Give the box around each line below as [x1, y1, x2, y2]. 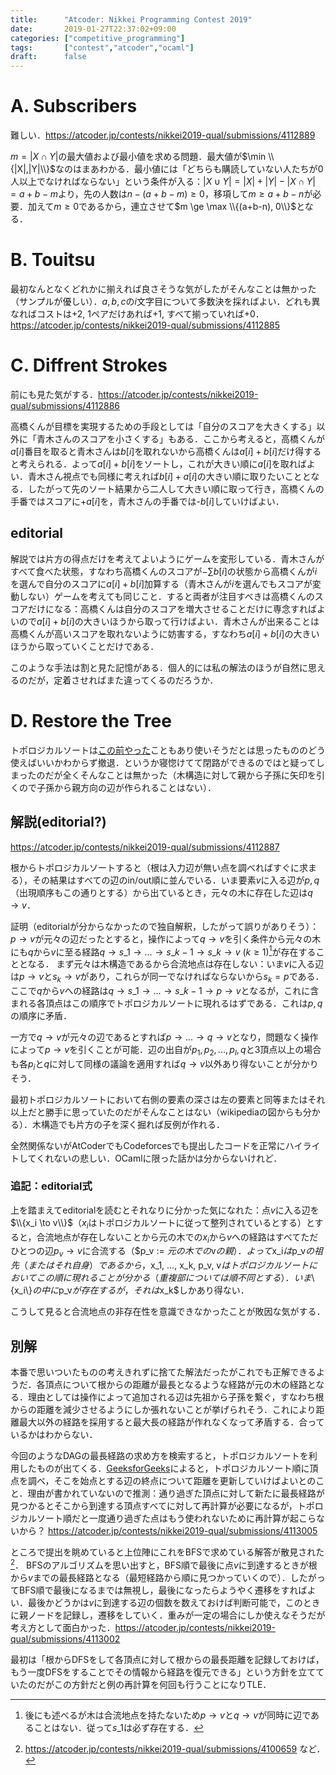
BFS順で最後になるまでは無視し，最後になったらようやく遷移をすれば [18, 1584, 308, 1596]
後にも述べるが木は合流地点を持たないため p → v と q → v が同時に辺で [24, 1709, 312, 1721]
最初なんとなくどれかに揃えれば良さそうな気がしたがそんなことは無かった [10, 283, 317, 295]
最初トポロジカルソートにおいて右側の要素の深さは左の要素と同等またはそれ [10, 1093, 326, 1105]
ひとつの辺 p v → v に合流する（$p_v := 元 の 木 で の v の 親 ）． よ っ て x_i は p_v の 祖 [10, 1245, 324, 1260]
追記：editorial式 [10, 1179, 93, 1193]
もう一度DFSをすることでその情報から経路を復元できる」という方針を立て [10, 1666, 317, 1678]
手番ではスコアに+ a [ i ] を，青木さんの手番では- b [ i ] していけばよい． [10, 495, 285, 507]
